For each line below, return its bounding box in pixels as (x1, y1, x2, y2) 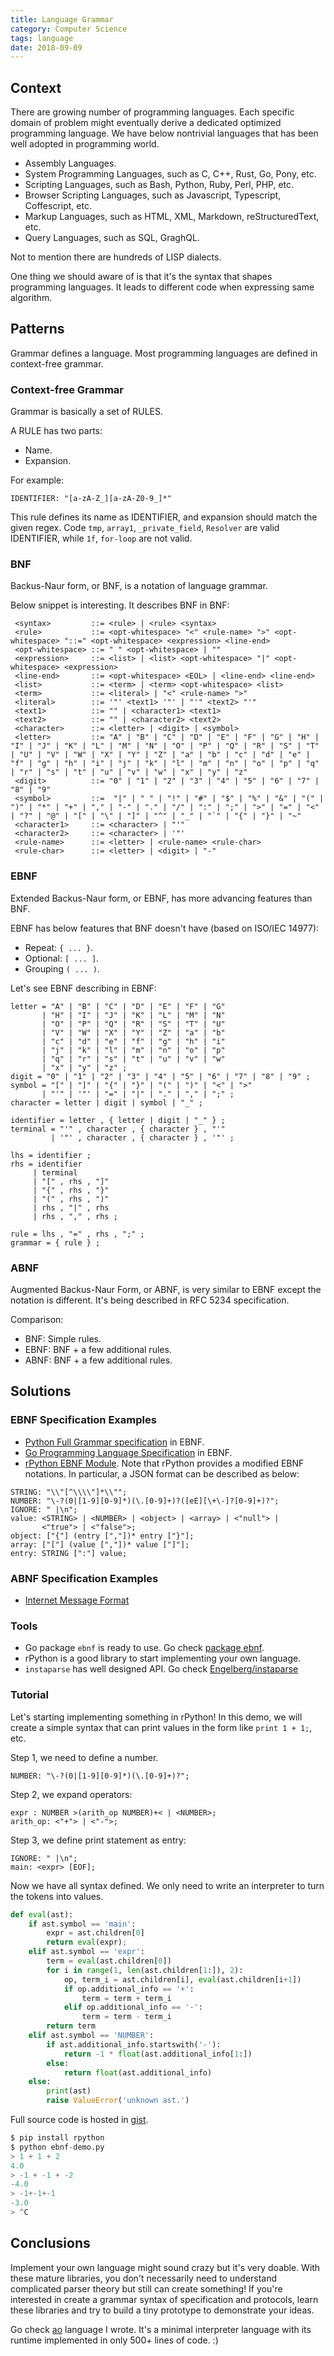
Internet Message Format (24, 1594, 130, 1606)
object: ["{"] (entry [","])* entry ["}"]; (10, 1531, 195, 1541)
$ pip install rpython (10, 2133, 105, 2143)
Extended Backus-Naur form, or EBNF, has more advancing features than (10, 892, 313, 904)
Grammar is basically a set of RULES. (10, 406, 164, 418)
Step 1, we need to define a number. (10, 1751, 159, 1763)
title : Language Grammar (10, 14, 114, 25)
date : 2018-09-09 (10, 42, 83, 53)
